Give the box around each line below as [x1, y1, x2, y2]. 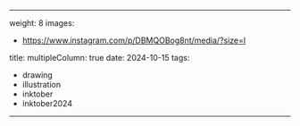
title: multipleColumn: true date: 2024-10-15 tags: [9, 53, 190, 63]
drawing [21, 70, 54, 80]
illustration [21, 80, 61, 89]
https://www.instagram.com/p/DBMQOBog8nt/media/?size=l [21, 35, 246, 46]
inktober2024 [21, 98, 73, 108]
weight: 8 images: [9, 18, 75, 28]
